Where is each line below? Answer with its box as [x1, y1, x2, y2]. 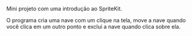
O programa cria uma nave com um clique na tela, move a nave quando [6, 17, 186, 23]
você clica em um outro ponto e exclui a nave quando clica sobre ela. [6, 23, 181, 30]
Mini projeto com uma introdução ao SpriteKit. [6, 5, 122, 12]
